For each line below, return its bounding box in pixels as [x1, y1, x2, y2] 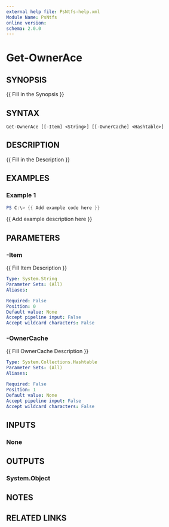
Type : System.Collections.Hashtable [6, 359, 97, 365]
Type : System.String [6, 276, 58, 282]
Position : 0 [6, 303, 36, 310]
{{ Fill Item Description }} [6, 264, 67, 272]
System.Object [6, 474, 51, 483]
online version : [6, 20, 47, 26]
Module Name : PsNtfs [6, 14, 58, 20]
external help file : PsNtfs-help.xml [6, 8, 100, 15]
